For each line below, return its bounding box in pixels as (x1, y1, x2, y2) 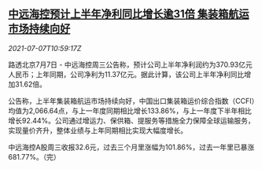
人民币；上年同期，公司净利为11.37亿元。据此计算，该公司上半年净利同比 (8, 69, 245, 79)
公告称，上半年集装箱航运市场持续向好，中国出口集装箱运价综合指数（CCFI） (8, 96, 256, 105)
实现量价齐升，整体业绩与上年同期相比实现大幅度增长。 (8, 125, 187, 135)
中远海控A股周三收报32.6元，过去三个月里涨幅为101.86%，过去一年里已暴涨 (8, 142, 255, 152)
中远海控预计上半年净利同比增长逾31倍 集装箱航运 (8, 7, 249, 21)
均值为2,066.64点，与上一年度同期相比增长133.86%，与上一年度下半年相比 (8, 105, 252, 116)
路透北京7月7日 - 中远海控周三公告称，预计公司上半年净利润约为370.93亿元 (8, 60, 253, 69)
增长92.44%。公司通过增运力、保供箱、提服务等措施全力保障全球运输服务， (8, 116, 256, 125)
